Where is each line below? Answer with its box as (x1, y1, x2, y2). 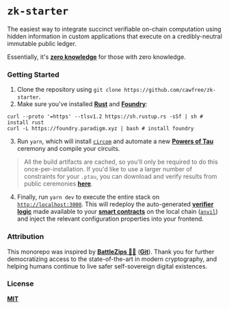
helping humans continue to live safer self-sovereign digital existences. (7, 262, 208, 270)
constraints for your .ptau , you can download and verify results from (23, 173, 217, 181)
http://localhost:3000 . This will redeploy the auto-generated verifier (16, 200, 214, 208)
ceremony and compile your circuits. (16, 145, 120, 153)
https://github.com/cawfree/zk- (124, 87, 217, 94)
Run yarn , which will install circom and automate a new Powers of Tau (16, 137, 214, 145)
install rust (7, 119, 44, 126)
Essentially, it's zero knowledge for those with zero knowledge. (7, 53, 186, 61)
